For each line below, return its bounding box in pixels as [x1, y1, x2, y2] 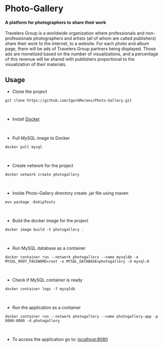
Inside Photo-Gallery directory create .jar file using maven [12, 190, 129, 196]
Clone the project [12, 89, 47, 94]
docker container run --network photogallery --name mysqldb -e [5, 255, 139, 260]
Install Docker [12, 116, 40, 122]
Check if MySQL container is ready [12, 277, 83, 283]
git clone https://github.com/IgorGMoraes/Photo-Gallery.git [5, 98, 132, 103]
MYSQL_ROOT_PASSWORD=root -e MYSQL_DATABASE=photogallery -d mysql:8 [5, 259, 150, 264]
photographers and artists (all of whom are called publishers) [33, 35, 156, 42]
